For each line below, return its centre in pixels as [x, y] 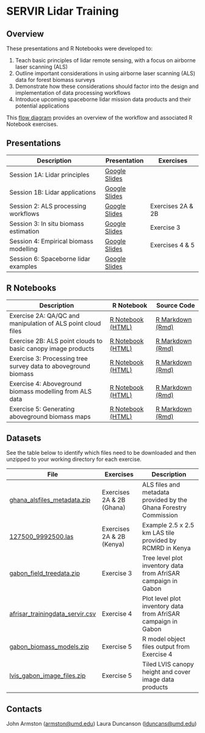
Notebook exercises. [32, 124]
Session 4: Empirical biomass [51, 241]
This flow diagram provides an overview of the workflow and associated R [99, 118]
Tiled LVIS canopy [168, 665]
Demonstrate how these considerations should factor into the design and [107, 86]
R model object [164, 639]
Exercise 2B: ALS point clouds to [56, 341]
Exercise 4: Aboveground [46, 383]
